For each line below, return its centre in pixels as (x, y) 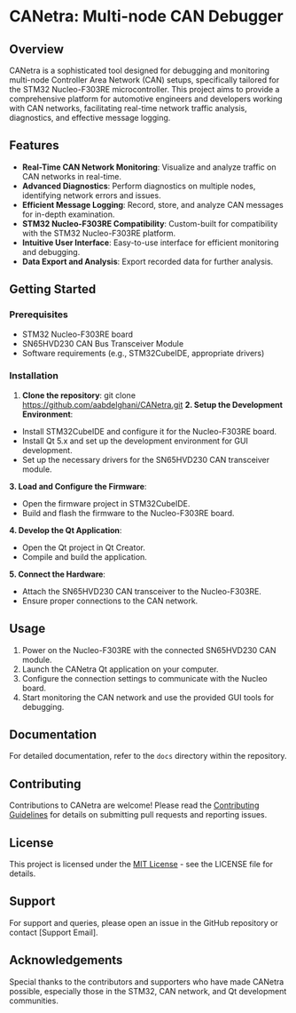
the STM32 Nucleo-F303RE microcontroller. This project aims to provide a (144, 89)
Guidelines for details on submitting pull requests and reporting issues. (138, 815)
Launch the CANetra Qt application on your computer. (120, 669)
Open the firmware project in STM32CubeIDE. (106, 503)
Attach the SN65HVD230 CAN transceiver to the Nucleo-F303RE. (141, 591)
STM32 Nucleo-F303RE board (78, 334)
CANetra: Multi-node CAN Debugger (146, 16)
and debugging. (51, 251)
